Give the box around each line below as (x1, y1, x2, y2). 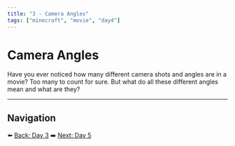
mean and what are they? (7, 85, 80, 93)
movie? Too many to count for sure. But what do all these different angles (7, 78, 219, 86)
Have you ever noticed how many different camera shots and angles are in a (7, 70, 227, 79)
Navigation (7, 112, 56, 124)
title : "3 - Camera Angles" (7, 10, 90, 18)
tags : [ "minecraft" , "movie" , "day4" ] (7, 17, 120, 24)
